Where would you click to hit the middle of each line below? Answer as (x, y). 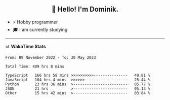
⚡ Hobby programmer (35, 22)
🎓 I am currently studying (40, 29)
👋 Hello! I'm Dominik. (85, 9)
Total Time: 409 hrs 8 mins (35, 66)
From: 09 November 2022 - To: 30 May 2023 (51, 57)
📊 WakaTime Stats (26, 46)
